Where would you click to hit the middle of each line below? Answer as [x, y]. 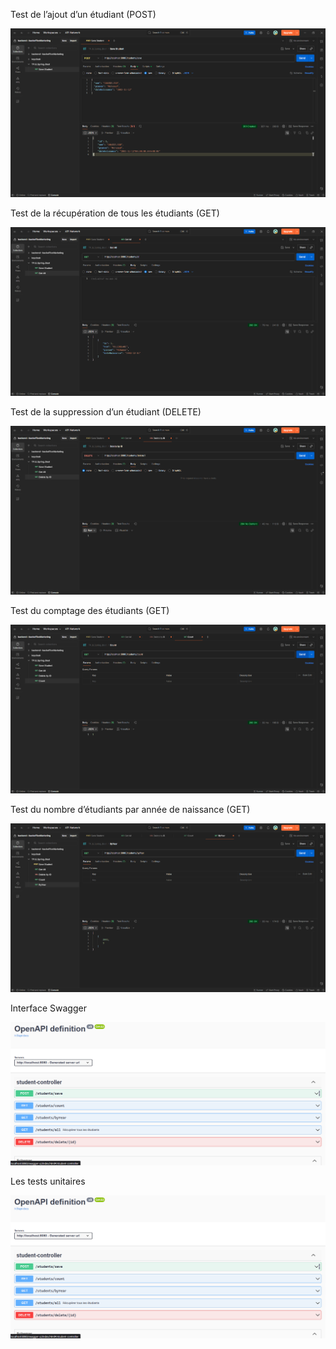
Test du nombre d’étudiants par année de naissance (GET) [130, 809]
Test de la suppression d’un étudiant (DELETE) [106, 411]
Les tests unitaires [48, 1181]
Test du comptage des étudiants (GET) [90, 610]
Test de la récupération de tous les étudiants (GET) [115, 213]
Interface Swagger [48, 1008]
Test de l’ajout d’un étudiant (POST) [83, 14]
